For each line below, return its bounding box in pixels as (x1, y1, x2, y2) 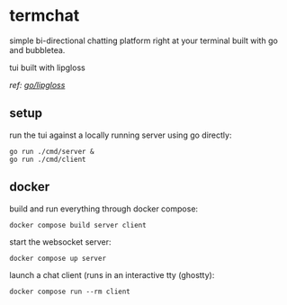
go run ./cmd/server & (9, 147, 94, 156)
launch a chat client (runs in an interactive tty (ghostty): (9, 269, 215, 280)
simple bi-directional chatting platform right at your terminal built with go (9, 35, 279, 46)
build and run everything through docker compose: (9, 203, 199, 214)
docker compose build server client (9, 220, 147, 229)
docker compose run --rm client (9, 287, 130, 296)
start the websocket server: (9, 236, 112, 247)
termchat (9, 5, 80, 26)
